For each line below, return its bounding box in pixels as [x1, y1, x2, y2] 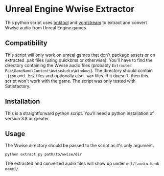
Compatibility [5, 39, 47, 47]
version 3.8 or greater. [5, 115, 50, 121]
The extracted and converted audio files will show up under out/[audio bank [5, 160, 159, 167]
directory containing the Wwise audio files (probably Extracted [5, 62, 132, 68]
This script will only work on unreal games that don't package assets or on [5, 52, 156, 58]
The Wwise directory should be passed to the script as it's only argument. [5, 143, 154, 149]
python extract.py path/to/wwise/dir [5, 152, 82, 157]
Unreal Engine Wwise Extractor [5, 3, 135, 15]
